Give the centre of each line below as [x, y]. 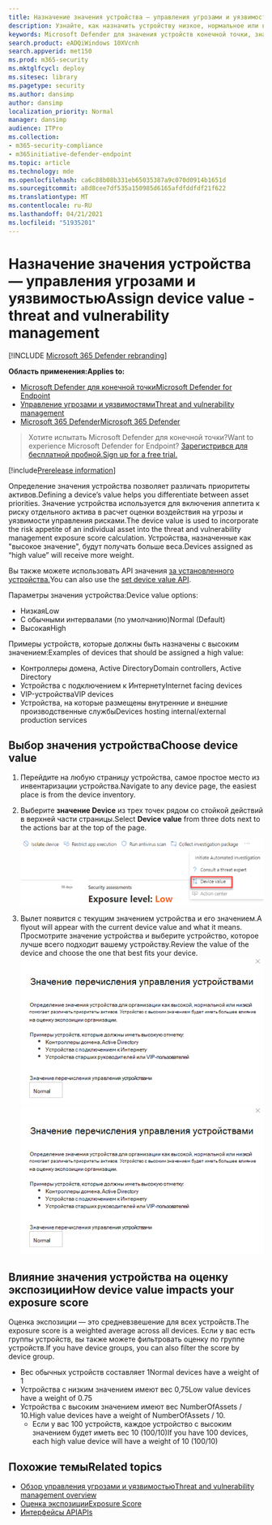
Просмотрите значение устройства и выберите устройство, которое [139, 936]
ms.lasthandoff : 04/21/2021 [56, 214]
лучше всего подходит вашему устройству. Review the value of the [134, 944]
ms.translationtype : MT [49, 197]
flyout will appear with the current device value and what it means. [131, 927]
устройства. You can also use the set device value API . [100, 579]
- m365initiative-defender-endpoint [70, 154]
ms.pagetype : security [47, 85]
